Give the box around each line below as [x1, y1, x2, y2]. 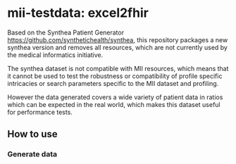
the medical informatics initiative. [7, 51, 104, 59]
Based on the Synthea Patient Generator [7, 28, 125, 37]
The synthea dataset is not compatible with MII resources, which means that [7, 64, 229, 72]
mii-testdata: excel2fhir [7, 5, 149, 21]
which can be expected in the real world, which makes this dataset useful [7, 100, 221, 108]
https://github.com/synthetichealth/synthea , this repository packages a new [7, 35, 228, 44]
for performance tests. [7, 108, 73, 116]
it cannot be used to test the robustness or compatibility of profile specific [7, 72, 223, 80]
